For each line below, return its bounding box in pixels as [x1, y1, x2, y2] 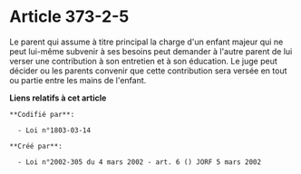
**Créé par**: [9, 141, 63, 150]
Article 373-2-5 [9, 6, 130, 27]
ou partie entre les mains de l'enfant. [9, 74, 147, 85]
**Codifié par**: [9, 110, 75, 119]
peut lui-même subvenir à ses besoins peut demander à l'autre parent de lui [9, 45, 293, 56]
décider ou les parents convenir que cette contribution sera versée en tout [9, 65, 287, 76]
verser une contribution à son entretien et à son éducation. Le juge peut [9, 55, 278, 66]
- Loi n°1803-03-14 [17, 125, 92, 135]
